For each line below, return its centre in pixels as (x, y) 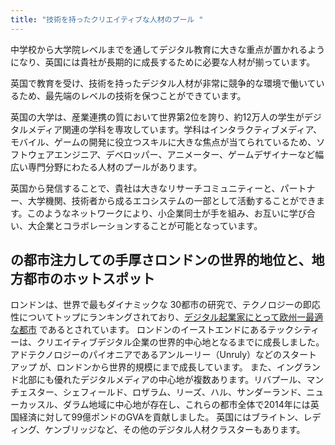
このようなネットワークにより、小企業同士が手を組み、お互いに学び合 (171, 213)
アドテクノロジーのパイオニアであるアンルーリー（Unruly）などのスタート (164, 355)
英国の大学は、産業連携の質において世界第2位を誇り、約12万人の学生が (157, 117)
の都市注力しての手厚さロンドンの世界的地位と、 (161, 260)
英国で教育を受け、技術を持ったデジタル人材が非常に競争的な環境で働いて (163, 83)
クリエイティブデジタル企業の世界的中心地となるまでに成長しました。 (180, 342)
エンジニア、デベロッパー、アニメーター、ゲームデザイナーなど (184, 154)
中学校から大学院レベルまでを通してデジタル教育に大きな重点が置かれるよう (168, 49)
